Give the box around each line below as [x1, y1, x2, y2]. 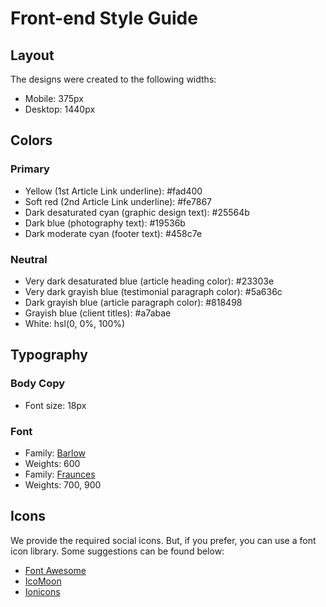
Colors [10, 132, 53, 149]
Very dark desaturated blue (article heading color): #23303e [24, 275, 275, 287]
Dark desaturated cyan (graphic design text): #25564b [24, 206, 250, 218]
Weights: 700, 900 [24, 478, 102, 491]
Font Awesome [24, 564, 87, 576]
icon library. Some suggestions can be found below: [10, 545, 225, 557]
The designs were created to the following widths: [10, 73, 217, 85]
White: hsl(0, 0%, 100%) [24, 317, 126, 329]
